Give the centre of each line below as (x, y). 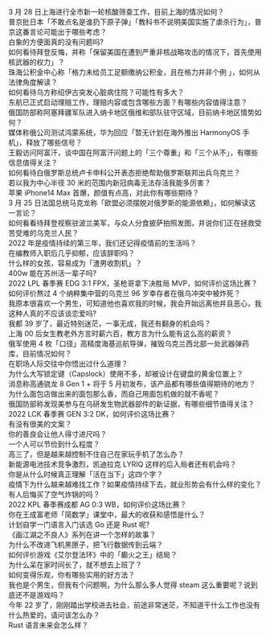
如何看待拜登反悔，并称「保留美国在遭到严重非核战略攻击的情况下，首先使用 (135, 52)
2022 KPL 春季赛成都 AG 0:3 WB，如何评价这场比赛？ (98, 504)
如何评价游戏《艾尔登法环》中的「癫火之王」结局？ (93, 555)
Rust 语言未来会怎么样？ (49, 625)
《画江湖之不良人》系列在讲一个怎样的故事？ (82, 534)
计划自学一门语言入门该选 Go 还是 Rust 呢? (79, 524)
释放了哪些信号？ (54, 142)
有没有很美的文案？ (40, 424)
